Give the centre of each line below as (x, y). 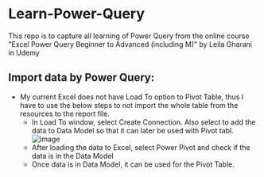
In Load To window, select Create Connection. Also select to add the (144, 122)
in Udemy (24, 52)
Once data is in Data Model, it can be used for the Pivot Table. (133, 164)
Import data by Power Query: (82, 77)
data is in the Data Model (72, 156)
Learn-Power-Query (77, 14)
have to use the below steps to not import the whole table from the (129, 105)
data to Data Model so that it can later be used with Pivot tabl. (132, 130)
